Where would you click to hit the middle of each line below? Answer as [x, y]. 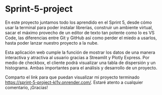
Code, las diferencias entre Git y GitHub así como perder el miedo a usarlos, [81, 38]
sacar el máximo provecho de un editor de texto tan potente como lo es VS [80, 32]
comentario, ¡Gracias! [27, 87]
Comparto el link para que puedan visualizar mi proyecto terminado [72, 77]
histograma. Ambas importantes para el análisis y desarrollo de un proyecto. [81, 68]
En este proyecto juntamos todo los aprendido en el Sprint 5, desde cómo [78, 22]
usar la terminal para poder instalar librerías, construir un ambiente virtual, [79, 27]
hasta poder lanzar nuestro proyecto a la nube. [52, 43]
